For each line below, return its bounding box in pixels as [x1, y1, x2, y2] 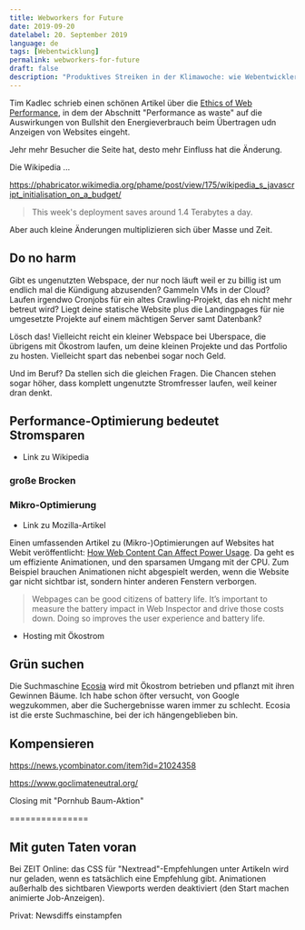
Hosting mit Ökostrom [22, 630, 105, 641]
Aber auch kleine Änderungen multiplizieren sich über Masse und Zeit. [9, 224, 273, 235]
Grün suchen [9, 656, 84, 672]
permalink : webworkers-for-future [9, 55, 141, 65]
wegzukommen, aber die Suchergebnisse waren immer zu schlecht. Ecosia [9, 700, 290, 711]
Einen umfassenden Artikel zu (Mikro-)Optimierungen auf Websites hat [9, 537, 275, 548]
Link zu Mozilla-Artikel [22, 519, 106, 530]
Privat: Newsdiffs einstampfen [9, 910, 123, 921]
